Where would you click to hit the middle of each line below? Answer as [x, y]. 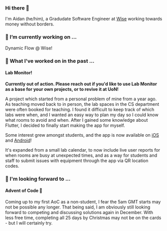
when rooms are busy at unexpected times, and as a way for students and [81, 155]
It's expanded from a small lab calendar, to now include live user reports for [83, 150]
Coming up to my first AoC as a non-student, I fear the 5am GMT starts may [83, 202]
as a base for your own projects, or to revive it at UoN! [62, 89]
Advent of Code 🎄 [24, 191]
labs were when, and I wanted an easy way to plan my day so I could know [82, 115]
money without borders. [30, 24]
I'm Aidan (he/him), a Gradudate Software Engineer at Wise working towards [84, 19]
